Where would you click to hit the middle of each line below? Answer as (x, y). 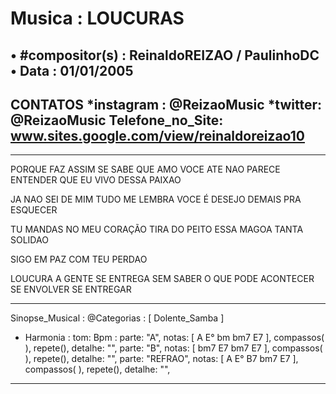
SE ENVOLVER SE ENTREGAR (71, 289)
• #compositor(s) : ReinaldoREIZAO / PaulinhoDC (165, 55)
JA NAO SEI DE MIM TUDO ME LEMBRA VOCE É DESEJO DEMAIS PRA (156, 199)
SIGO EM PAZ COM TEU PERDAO (79, 259)
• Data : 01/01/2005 (72, 70)
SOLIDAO (29, 240)
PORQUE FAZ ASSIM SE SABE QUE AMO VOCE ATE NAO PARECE (145, 169)
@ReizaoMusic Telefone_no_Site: (117, 120)
